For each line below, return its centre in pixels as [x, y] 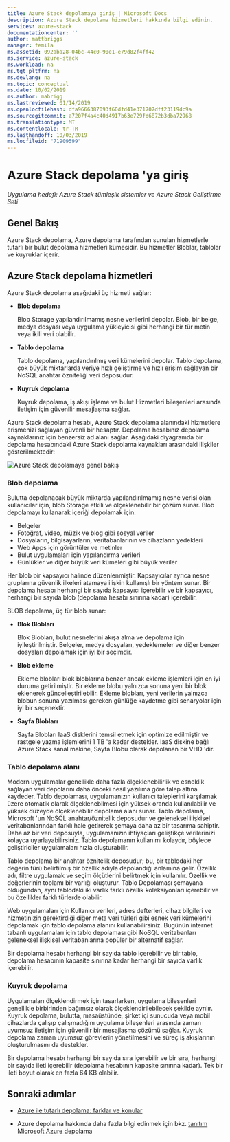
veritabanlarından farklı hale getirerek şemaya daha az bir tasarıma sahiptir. [113, 826]
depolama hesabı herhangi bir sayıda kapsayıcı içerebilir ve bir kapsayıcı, [110, 590]
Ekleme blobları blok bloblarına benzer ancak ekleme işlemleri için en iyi [119, 679]
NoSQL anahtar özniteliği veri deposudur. [75, 375]
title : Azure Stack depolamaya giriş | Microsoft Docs [87, 13]
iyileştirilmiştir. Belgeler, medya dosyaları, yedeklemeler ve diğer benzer [118, 644]
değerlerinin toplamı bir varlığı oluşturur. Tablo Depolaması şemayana [105, 883]
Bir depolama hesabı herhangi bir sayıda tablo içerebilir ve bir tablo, [102, 954]
